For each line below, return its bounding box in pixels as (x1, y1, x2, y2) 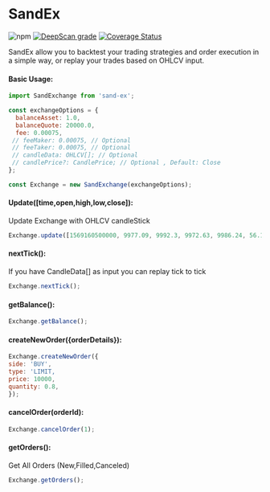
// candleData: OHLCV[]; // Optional (11, 151, 138, 159)
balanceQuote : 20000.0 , (15, 121, 95, 129)
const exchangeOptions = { (8, 106, 99, 115)
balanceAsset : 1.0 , (15, 113, 81, 121)
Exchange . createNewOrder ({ (8, 353, 99, 361)
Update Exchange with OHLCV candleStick (8, 215, 150, 225)
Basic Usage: (8, 74, 54, 84)
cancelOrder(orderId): (8, 408, 84, 417)
